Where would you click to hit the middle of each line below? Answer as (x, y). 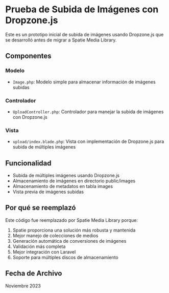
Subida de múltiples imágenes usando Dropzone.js (66, 176)
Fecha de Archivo (34, 273)
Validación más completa (39, 246)
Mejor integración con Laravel (44, 252)
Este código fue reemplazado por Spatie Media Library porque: (71, 220)
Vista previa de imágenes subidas (48, 192)
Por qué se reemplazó (41, 208)
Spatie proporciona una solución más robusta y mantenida (74, 230)
